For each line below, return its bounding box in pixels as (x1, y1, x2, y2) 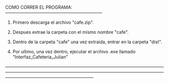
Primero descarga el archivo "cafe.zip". (12, 20, 94, 25)
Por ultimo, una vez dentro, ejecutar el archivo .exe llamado (12, 49, 136, 54)
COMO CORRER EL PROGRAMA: (5, 5, 72, 10)
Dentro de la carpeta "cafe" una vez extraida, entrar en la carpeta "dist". (12, 39, 162, 45)
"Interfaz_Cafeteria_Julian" (12, 54, 68, 60)
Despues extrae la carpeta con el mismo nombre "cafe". (12, 29, 129, 35)
